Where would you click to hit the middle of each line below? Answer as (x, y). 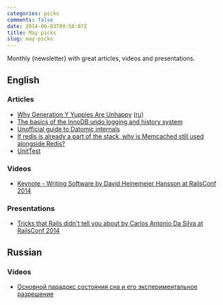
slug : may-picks (30, 39)
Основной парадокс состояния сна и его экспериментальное (107, 287)
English (23, 80)
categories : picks (33, 13)
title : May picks (32, 33)
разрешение (35, 294)
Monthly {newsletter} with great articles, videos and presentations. (101, 58)
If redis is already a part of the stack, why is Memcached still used (110, 136)
